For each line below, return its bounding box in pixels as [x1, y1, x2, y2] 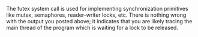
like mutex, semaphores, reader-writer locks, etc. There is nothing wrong [6, 11, 187, 18]
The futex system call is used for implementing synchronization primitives [6, 5, 188, 12]
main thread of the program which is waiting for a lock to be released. [6, 24, 179, 31]
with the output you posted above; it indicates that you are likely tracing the [6, 18, 193, 24]
